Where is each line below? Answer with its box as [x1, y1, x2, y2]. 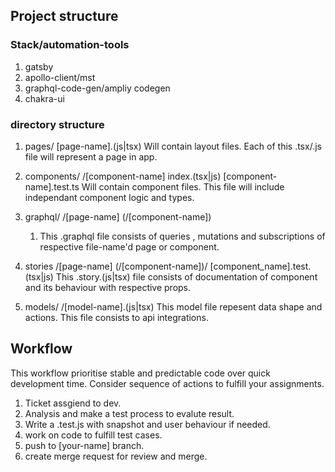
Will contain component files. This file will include [81, 180, 285, 193]
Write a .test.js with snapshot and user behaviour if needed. [24, 418, 271, 430]
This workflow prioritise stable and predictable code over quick [10, 367, 271, 379]
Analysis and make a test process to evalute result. [24, 407, 235, 419]
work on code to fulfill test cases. [24, 429, 163, 441]
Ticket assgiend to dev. [24, 397, 122, 409]
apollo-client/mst [24, 71, 96, 83]
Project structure [10, 8, 119, 25]
